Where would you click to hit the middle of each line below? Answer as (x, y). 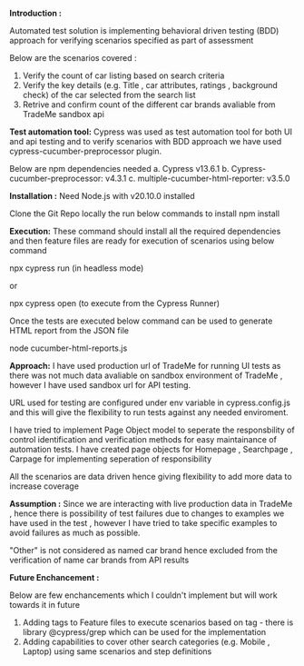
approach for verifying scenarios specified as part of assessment (132, 40)
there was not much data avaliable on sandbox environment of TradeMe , (146, 375)
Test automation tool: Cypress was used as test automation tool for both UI (151, 132)
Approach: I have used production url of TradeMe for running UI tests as (145, 366)
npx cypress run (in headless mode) (77, 268)
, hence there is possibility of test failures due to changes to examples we (147, 513)
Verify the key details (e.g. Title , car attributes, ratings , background (150, 85)
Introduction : (35, 13)
